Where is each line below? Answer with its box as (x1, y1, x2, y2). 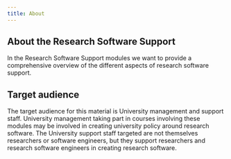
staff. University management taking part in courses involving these (7, 115, 200, 123)
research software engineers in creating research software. (7, 144, 177, 152)
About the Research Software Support (7, 36, 176, 48)
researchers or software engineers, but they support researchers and (7, 136, 206, 145)
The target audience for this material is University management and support (7, 107, 224, 115)
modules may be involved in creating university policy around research (7, 122, 209, 130)
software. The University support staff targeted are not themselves (7, 129, 198, 138)
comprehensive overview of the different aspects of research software (7, 62, 209, 70)
